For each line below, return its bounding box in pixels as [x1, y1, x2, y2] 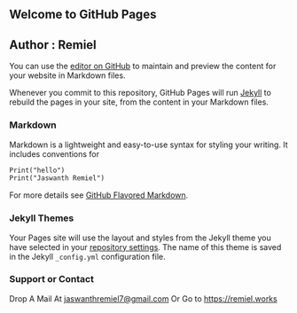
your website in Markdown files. [9, 70, 126, 81]
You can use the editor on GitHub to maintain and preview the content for [9, 61, 277, 72]
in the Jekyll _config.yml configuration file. [9, 251, 166, 262]
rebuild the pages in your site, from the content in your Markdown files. [9, 97, 269, 107]
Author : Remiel [9, 37, 98, 52]
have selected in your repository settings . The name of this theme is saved [9, 241, 282, 252]
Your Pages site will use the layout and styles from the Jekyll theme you [9, 232, 272, 243]
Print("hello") [9, 166, 66, 175]
